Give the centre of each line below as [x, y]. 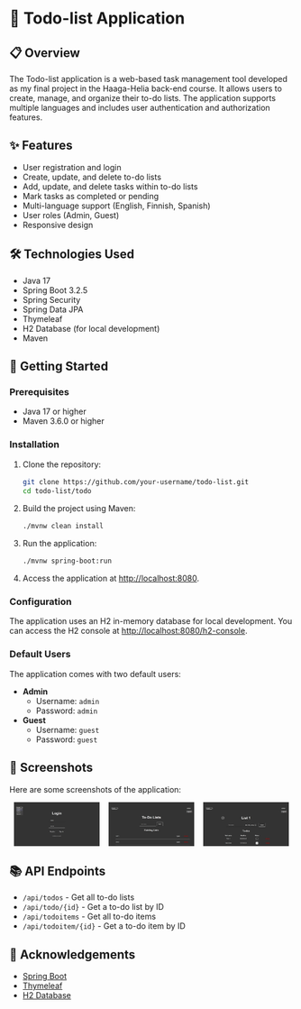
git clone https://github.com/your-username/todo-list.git [136, 482]
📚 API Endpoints [58, 871]
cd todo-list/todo [57, 491]
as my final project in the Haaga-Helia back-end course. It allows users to [146, 88]
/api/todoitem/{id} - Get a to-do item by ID [104, 926]
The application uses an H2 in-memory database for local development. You [151, 621]
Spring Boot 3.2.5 [55, 290]
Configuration [41, 601]
